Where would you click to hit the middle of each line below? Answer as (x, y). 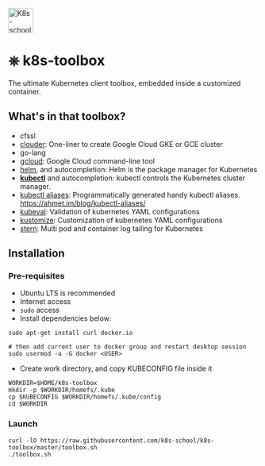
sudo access (40, 310)
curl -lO (23, 441)
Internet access (45, 302)
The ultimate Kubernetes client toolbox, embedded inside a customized (125, 83)
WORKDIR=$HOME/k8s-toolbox (53, 383)
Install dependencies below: (65, 318)
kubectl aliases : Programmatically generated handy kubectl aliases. (130, 194)
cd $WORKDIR (28, 404)
